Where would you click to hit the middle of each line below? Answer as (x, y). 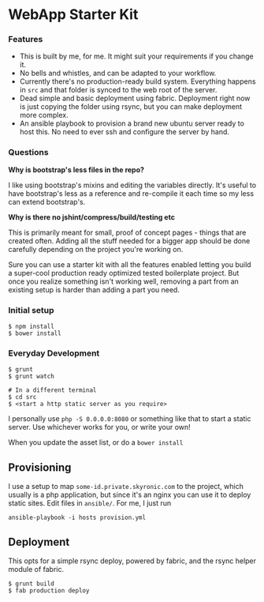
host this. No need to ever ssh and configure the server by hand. (125, 132)
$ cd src (22, 397)
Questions (28, 152)
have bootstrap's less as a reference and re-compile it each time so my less (131, 193)
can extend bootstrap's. (47, 201)
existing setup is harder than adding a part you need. (94, 289)
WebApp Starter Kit (73, 15)
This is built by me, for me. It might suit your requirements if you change (136, 56)
